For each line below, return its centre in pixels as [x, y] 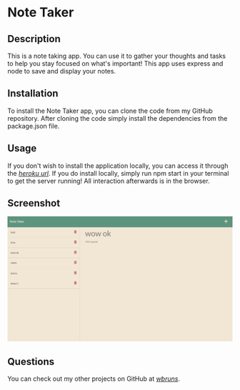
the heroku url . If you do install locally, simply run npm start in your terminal [118, 173]
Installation [33, 94]
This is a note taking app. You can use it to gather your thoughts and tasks [117, 56]
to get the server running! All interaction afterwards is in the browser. [109, 181]
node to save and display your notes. [62, 71]
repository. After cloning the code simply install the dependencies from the [117, 118]
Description [34, 39]
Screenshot [34, 203]
